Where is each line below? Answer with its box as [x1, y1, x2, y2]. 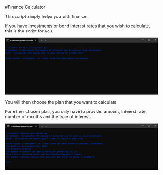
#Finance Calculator [5, 4, 46, 10]
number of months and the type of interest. [5, 113, 91, 119]
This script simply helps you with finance [5, 14, 87, 19]
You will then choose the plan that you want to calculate [5, 99, 117, 105]
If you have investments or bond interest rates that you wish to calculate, [5, 23, 150, 29]
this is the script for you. [5, 28, 54, 33]
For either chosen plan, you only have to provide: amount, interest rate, [5, 109, 147, 114]
